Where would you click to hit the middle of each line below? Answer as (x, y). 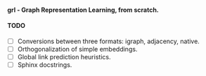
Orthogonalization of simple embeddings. (77, 49)
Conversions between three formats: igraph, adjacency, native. (109, 41)
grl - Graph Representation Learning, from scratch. (83, 10)
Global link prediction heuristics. (64, 56)
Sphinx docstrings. (45, 64)
